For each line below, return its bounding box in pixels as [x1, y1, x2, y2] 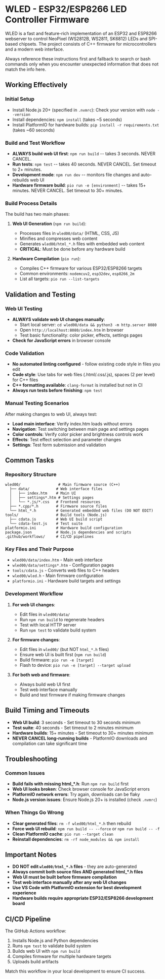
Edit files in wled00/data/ [19, 611, 70, 617]
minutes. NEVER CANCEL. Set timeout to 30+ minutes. [12, 187, 124, 193]
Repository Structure [5, 471, 57, 478]
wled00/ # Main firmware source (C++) [5, 482, 121, 487]
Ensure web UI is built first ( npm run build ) [19, 651, 107, 657]
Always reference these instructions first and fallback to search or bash [5, 56, 151, 61]
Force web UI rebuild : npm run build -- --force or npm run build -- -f [12, 825, 160, 831]
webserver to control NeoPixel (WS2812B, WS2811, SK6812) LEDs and [5, 36, 148, 42]
